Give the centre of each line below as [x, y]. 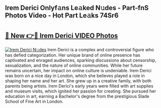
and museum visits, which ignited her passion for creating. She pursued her [81, 91]
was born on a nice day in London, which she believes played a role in [75, 76]
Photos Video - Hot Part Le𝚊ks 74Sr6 [62, 16]
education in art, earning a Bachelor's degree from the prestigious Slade [77, 96]
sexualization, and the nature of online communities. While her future [74, 65]
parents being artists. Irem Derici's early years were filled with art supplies [79, 86]
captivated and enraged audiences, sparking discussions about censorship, [81, 60]
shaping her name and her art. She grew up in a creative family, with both [78, 81]
